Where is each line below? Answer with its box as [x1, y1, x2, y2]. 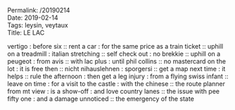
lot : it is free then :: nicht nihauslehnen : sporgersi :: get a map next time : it [7, 65, 226, 73]
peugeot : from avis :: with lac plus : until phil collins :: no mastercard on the [7, 57, 227, 66]
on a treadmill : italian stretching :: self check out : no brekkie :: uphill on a [7, 49, 221, 58]
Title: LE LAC [7, 28, 45, 37]
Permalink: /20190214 [7, 6, 70, 14]
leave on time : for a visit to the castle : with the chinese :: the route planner [7, 80, 226, 87]
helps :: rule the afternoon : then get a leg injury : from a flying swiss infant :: [7, 72, 229, 80]
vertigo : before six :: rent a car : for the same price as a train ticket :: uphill [7, 42, 224, 50]
